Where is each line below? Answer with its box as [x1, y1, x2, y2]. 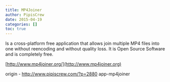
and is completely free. [5, 51, 53, 58]
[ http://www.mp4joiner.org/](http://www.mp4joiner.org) [5, 61, 122, 67]
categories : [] [5, 21, 38, 27]
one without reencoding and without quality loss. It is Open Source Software [5, 46, 165, 52]
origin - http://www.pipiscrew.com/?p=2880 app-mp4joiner [5, 71, 130, 77]
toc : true [5, 26, 26, 32]
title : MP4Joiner [5, 7, 42, 13]
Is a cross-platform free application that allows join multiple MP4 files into [5, 40, 160, 46]
